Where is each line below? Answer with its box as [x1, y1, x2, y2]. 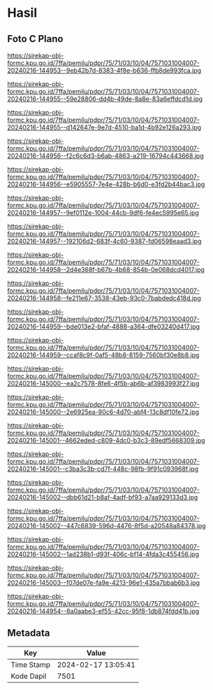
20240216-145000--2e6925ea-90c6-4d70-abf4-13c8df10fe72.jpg [7, 408, 200, 416]
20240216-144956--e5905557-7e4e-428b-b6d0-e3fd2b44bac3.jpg [7, 180, 205, 188]
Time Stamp [10, 660, 51, 670]
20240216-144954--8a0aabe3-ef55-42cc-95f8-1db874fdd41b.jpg [7, 607, 200, 615]
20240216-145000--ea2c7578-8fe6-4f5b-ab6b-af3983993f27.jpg [7, 380, 200, 387]
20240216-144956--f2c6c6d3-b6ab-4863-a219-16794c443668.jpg [7, 152, 204, 160]
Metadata [7, 627, 50, 639]
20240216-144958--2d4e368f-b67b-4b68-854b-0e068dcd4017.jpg [7, 265, 205, 274]
